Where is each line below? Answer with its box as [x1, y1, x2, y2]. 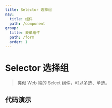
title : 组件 [9, 16, 33, 21]
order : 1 [9, 40, 28, 45]
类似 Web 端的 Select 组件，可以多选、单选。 [17, 80, 110, 86]
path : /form [9, 35, 35, 40]
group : [5, 26, 19, 31]
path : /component [9, 21, 46, 26]
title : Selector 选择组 [5, 7, 52, 12]
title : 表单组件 [9, 30, 41, 35]
